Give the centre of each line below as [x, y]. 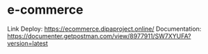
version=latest [28, 43]
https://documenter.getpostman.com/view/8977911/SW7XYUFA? [99, 36]
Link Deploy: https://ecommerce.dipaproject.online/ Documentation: [104, 29]
